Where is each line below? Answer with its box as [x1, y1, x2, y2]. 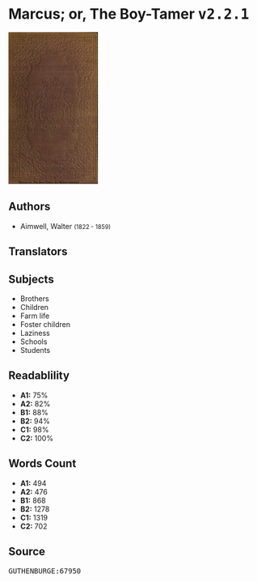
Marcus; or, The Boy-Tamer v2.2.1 [8, 5, 250, 23]
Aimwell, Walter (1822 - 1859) [19, 221, 112, 231]
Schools [19, 337, 48, 346]
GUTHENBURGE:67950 [8, 567, 82, 576]
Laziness [19, 328, 50, 338]
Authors [8, 200, 51, 214]
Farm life [19, 311, 50, 321]
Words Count [8, 457, 77, 470]
